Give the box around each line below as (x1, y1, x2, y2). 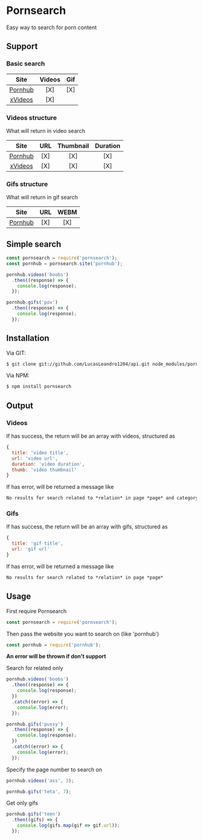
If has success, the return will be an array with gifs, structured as (6, 523, 168, 531)
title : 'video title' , (11, 449, 69, 455)
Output (6, 400, 33, 411)
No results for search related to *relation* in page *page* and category (6, 495, 199, 501)
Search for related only (6, 665, 63, 672)
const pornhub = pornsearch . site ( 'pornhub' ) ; (6, 260, 123, 267)
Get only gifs (6, 799, 38, 807)
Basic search (6, 59, 45, 68)
